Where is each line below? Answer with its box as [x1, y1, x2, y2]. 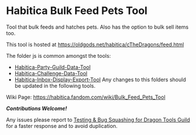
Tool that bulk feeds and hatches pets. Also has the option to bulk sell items [6, 23, 189, 30]
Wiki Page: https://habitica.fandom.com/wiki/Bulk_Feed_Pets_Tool [6, 94, 165, 101]
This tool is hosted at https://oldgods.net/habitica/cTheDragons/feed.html [6, 41, 184, 48]
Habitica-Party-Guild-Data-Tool [14, 63, 91, 71]
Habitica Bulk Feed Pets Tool [6, 4, 148, 18]
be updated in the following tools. [14, 82, 96, 89]
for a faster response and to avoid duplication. [6, 122, 118, 129]
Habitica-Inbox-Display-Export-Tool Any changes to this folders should [14, 76, 186, 83]
